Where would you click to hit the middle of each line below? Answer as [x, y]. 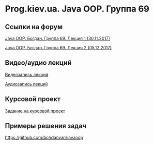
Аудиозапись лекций [26, 84]
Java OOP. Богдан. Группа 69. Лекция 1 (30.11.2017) [58, 38]
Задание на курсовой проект [35, 111]
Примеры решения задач [46, 126]
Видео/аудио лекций [38, 63]
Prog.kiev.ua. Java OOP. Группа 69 [77, 9]
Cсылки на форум [34, 27]
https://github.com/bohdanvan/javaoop [44, 138]
